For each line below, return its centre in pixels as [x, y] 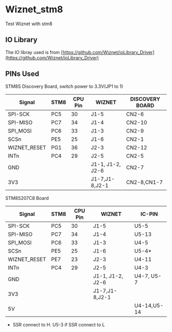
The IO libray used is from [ [34, 52]
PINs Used [22, 74]
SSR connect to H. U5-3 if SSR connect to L [59, 324]
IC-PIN [149, 214]
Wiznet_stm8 [34, 10]
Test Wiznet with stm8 [29, 24]
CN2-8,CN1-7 [144, 182]
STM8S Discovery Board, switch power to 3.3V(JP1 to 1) [64, 86]
